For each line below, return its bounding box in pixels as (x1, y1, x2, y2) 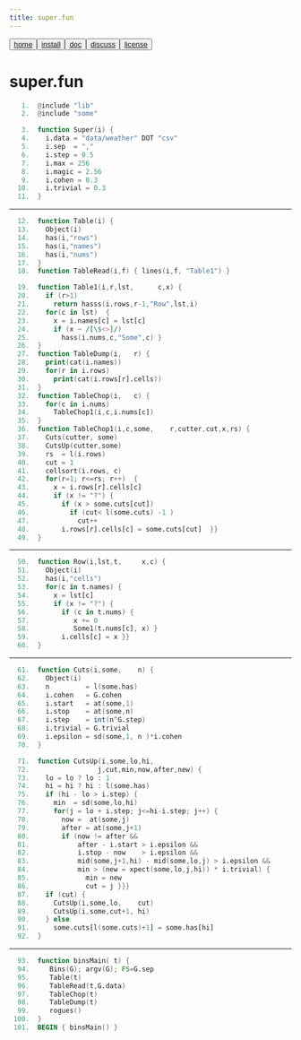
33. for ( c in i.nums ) (17, 400, 110, 409)
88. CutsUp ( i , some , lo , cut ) (17, 898, 154, 907)
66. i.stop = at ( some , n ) (17, 707, 134, 716)
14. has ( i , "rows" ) (17, 233, 99, 242)
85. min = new (17, 873, 123, 883)
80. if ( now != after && (17, 831, 139, 841)
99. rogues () (17, 1006, 82, 1016)
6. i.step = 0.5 (21, 150, 94, 160)
